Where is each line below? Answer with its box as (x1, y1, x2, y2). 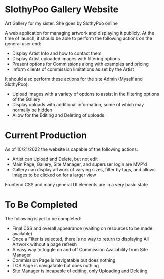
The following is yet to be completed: (5, 215, 81, 221)
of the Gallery (12, 96, 41, 102)
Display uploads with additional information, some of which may (12, 101, 144, 107)
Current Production (5, 130, 87, 141)
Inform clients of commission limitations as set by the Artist (12, 66, 134, 72)
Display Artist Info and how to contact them (12, 50, 102, 56)
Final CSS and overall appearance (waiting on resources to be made (12, 225, 153, 231)
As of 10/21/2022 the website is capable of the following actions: (5, 146, 138, 152)
